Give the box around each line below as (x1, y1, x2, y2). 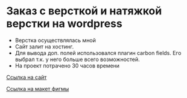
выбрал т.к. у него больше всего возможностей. (14, 56, 140, 63)
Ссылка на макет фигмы (6, 85, 69, 92)
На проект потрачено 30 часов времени (14, 62, 119, 69)
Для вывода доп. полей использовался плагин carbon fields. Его (14, 49, 182, 56)
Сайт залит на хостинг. (14, 43, 74, 50)
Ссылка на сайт (6, 73, 47, 81)
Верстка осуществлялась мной (14, 36, 97, 44)
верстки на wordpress (6, 17, 122, 30)
